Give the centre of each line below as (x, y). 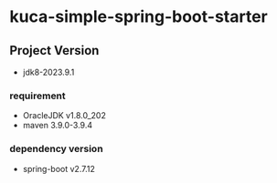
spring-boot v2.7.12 (59, 168)
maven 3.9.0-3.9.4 (58, 126)
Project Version (54, 51)
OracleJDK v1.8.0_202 (64, 116)
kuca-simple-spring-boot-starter (138, 17)
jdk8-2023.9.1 (48, 72)
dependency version (56, 149)
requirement (37, 96)
